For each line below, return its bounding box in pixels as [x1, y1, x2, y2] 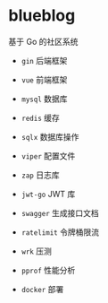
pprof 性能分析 [21, 264, 76, 275]
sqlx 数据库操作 [21, 131, 79, 142]
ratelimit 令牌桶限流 [21, 226, 100, 238]
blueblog [8, 5, 76, 26]
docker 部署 [21, 283, 64, 294]
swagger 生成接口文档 [21, 207, 99, 218]
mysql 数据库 [21, 93, 68, 104]
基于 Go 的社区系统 [8, 36, 79, 47]
